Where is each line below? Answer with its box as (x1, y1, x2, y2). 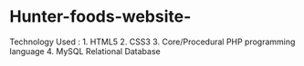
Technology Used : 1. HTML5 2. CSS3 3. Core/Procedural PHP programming (9, 36, 296, 47)
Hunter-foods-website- (9, 6, 192, 27)
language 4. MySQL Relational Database (9, 45, 162, 56)
